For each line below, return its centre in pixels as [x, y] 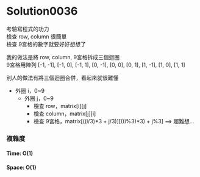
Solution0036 [42, 11]
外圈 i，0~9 [30, 90]
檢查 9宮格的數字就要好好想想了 [46, 44]
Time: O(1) [20, 153]
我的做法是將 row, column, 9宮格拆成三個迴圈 [63, 57]
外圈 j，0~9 [39, 98]
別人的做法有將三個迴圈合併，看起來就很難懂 [62, 78]
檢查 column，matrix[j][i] [65, 114]
